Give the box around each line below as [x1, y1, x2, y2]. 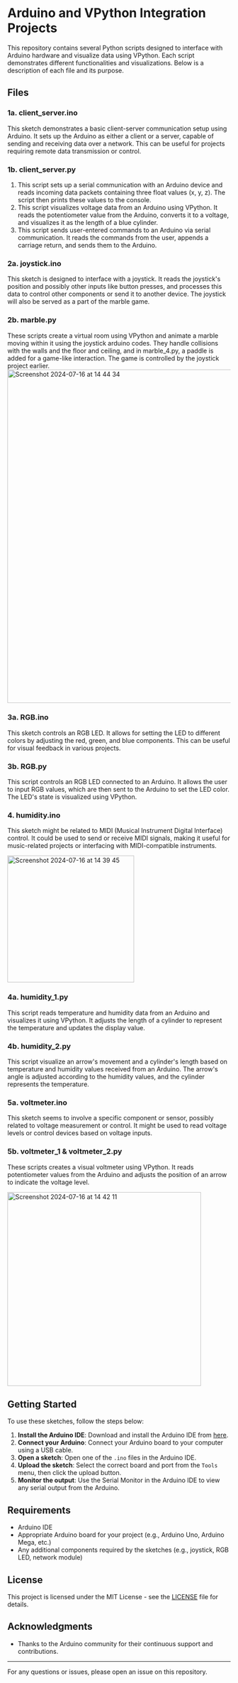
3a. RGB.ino [7, 712, 49, 722]
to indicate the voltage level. [7, 1178, 90, 1186]
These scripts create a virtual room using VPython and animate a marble [7, 331, 219, 340]
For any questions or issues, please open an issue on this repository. [7, 1667, 208, 1676]
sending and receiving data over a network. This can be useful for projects [7, 139, 225, 148]
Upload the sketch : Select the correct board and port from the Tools [17, 1461, 218, 1469]
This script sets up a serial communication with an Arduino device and [17, 180, 223, 189]
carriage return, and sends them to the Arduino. [17, 241, 157, 249]
